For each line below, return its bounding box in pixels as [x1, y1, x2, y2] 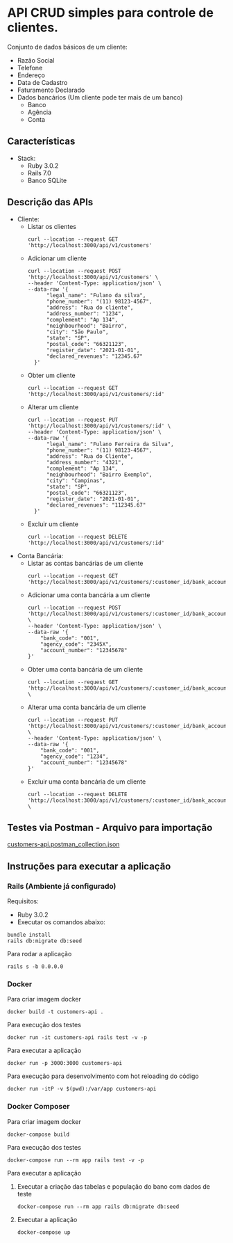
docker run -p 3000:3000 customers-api [7, 1060, 123, 1067]
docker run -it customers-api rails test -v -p [7, 1034, 148, 1041]
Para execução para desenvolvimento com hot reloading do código [7, 1072, 199, 1080]
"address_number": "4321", [46, 459, 125, 466]
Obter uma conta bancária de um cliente [27, 665, 144, 673]
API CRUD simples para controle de [7, 5, 214, 21]
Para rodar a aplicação [7, 950, 72, 958]
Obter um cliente [27, 371, 76, 379]
